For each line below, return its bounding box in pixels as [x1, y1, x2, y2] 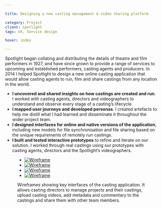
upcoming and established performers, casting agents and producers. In [5, 66, 150, 72]
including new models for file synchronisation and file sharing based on [12, 127, 155, 133]
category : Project [5, 20, 42, 25]
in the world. [5, 81, 30, 87]
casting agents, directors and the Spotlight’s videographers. [12, 148, 132, 154]
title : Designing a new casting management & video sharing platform [5, 11, 149, 16]
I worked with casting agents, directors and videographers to [12, 96, 134, 102]
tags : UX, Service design [5, 29, 57, 34]
